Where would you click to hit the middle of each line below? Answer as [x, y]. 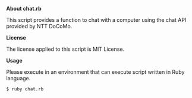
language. [18, 78]
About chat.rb [24, 9]
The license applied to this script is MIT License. [65, 49]
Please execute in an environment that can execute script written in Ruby [95, 72]
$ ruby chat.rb [25, 89]
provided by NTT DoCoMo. [39, 26]
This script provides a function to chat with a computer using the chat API [96, 20]
